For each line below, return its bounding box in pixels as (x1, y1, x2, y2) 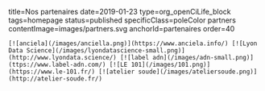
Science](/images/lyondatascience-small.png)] (26, 47, 185, 55)
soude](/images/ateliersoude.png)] (138, 68, 258, 76)
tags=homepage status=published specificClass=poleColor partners (8, 15, 236, 25)
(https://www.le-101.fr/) (8, 68, 95, 76)
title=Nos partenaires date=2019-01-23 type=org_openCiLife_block (8, 7, 231, 16)
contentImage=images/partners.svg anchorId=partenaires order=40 (8, 24, 235, 33)
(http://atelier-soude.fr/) (8, 75, 103, 83)
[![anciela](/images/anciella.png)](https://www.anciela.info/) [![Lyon (8, 39, 258, 48)
